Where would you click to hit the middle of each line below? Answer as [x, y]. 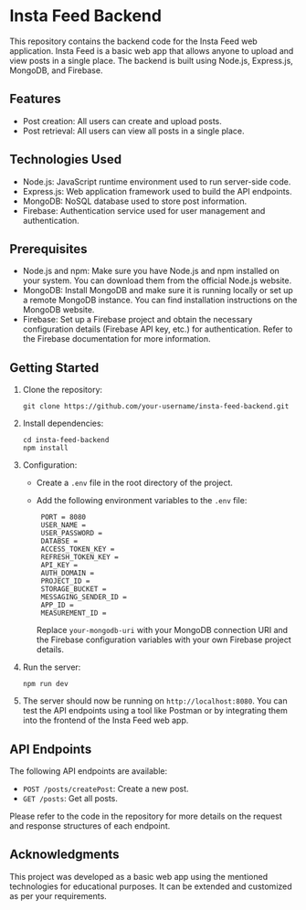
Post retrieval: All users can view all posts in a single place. [133, 131]
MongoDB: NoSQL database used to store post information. [135, 201]
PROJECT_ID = [65, 581]
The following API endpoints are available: [88, 771]
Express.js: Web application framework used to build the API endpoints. [157, 191]
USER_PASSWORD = [72, 534]
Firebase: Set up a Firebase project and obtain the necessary [137, 320]
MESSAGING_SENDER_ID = [84, 598]
